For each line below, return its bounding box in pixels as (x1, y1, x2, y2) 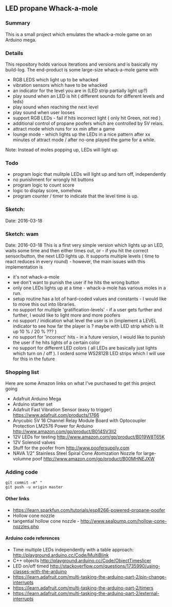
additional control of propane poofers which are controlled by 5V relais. (12, 120, 164, 126)
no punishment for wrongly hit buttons (12, 177, 94, 183)
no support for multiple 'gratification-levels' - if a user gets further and (12, 306, 162, 312)
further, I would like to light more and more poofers (12, 312, 121, 318)
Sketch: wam (5, 230, 39, 237)
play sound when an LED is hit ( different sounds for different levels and (12, 93, 164, 99)
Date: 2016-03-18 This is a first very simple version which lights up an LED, (5, 242, 164, 248)
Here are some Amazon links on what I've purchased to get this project (5, 380, 156, 387)
